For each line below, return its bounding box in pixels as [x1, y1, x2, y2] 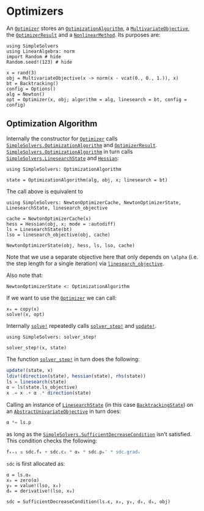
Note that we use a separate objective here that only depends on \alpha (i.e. [6, 253, 199, 260]
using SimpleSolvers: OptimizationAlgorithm [6, 166, 122, 172]
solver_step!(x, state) [6, 344, 67, 350]
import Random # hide [6, 53, 62, 59]
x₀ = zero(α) [6, 477, 40, 483]
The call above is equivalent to [6, 187, 84, 195]
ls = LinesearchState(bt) [6, 226, 72, 232]
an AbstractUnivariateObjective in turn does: [6, 407, 122, 415]
